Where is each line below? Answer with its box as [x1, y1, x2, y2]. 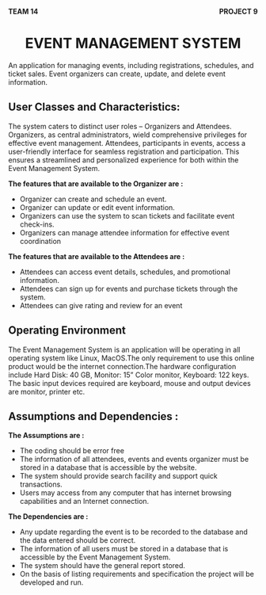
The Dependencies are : [8, 512, 89, 521]
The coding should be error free [19, 446, 125, 456]
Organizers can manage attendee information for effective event [19, 227, 230, 237]
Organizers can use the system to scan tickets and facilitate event [19, 211, 235, 220]
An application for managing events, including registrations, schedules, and [8, 60, 255, 70]
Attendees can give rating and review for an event [19, 300, 183, 310]
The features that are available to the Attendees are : [8, 251, 185, 261]
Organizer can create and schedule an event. [19, 194, 167, 204]
